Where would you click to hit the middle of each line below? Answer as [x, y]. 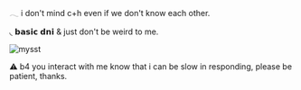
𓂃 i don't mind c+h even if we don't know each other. [110, 13]
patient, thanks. [38, 76]
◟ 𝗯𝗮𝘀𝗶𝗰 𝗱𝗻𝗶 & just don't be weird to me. [84, 31]
